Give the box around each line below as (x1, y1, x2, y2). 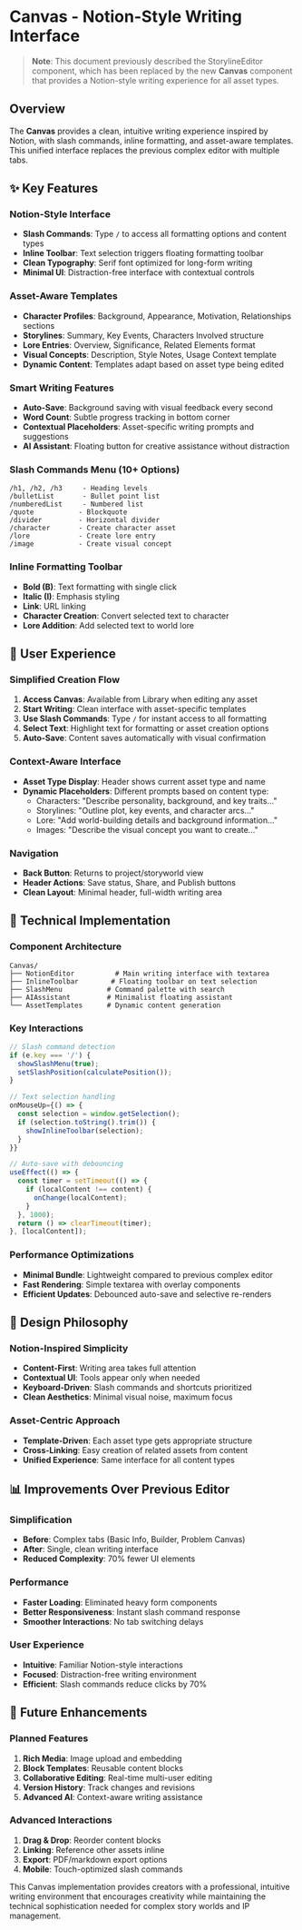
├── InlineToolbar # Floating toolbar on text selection (9, 976, 258, 986)
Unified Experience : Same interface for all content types (22, 1454, 236, 1465)
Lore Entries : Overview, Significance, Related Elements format (22, 339, 256, 351)
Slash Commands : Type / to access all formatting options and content (22, 229, 287, 240)
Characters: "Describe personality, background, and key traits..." (35, 795, 278, 806)
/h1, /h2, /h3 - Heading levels (9, 484, 148, 493)
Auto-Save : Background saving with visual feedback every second (22, 402, 274, 413)
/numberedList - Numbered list (9, 500, 144, 510)
